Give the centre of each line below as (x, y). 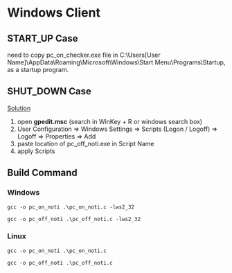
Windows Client (54, 13)
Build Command (42, 173)
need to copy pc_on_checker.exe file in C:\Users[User (84, 55)
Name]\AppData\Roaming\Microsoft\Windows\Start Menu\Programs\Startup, (116, 62)
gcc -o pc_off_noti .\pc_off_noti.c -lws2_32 (74, 219)
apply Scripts (36, 151)
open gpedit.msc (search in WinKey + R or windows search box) (110, 121)
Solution (19, 108)
